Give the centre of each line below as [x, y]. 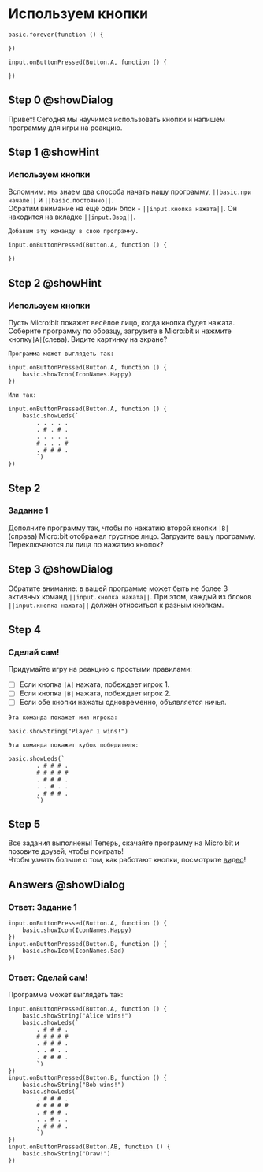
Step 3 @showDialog [60, 569]
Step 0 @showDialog [61, 100]
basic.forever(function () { [56, 35]
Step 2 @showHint [55, 283]
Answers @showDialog [67, 884]
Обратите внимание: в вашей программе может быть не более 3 [118, 588]
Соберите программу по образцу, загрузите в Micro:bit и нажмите [120, 331]
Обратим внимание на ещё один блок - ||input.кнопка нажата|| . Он [123, 209]
